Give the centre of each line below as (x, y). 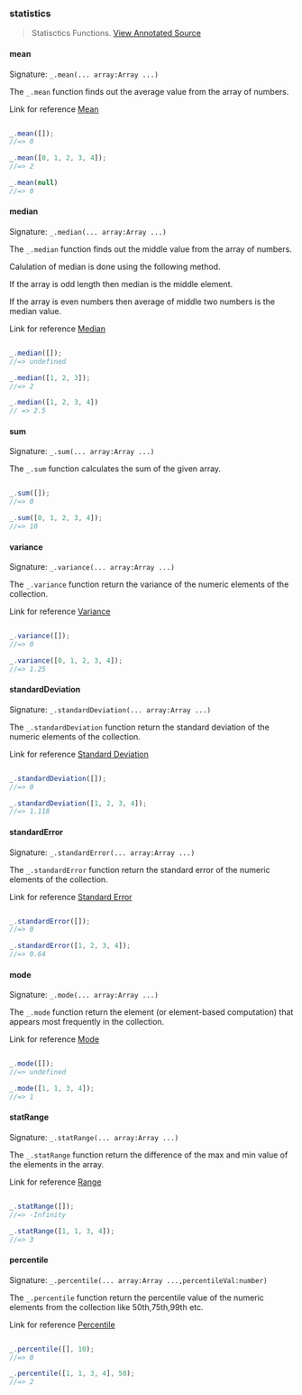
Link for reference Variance (60, 611)
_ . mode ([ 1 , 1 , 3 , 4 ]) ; (52, 1088)
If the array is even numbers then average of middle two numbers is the (142, 302)
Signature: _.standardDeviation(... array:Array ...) (110, 709)
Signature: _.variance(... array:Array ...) (92, 567)
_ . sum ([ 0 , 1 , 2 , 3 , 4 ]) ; (56, 518)
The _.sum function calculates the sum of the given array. (115, 469)
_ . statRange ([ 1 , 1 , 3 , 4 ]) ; (62, 1231)
